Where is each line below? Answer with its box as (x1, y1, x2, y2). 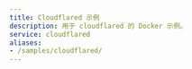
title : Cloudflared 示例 (9, 13, 100, 22)
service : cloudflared (9, 30, 91, 39)
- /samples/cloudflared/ (9, 47, 103, 56)
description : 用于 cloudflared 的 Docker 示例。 (9, 22, 187, 30)
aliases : (9, 38, 42, 47)
